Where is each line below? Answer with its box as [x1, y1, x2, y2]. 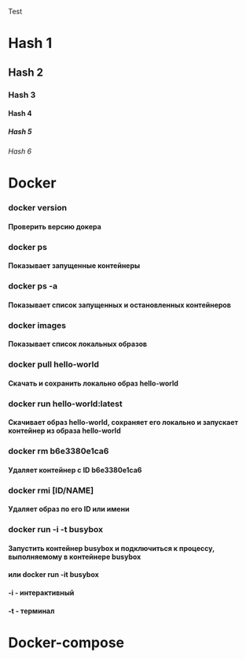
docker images [8, 319, 67, 330]
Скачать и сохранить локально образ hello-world [8, 378, 179, 388]
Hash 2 [8, 65, 43, 79]
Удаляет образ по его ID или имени [8, 504, 130, 514]
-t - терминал [8, 606, 55, 616]
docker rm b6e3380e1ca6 [8, 445, 109, 456]
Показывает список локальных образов [8, 339, 148, 349]
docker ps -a [8, 281, 57, 292]
